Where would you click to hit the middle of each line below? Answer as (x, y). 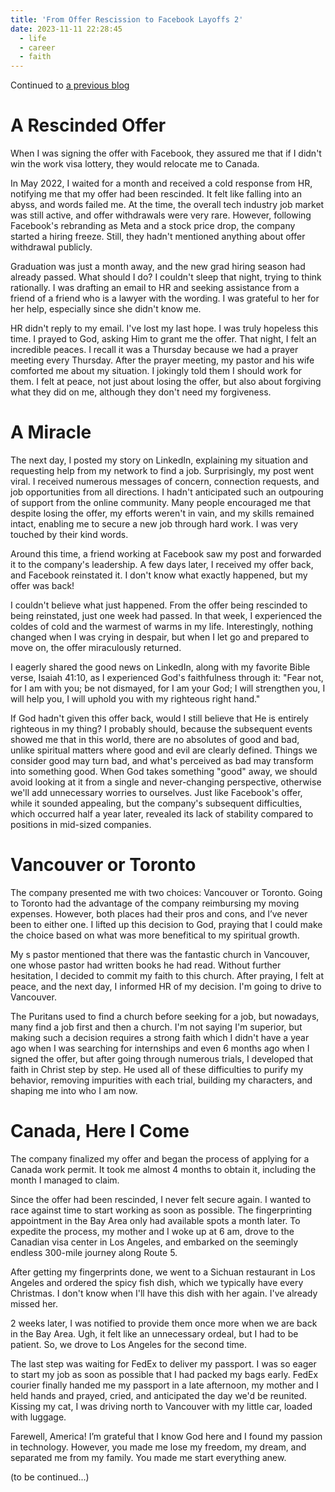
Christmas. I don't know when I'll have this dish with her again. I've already (164, 1293)
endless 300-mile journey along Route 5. (94, 1252)
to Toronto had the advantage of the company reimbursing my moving (155, 903)
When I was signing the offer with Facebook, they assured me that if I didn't (166, 153)
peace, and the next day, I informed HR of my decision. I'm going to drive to (166, 986)
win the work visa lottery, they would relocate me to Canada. (135, 164)
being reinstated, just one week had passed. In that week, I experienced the (166, 615)
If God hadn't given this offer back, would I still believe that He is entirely (159, 718)
